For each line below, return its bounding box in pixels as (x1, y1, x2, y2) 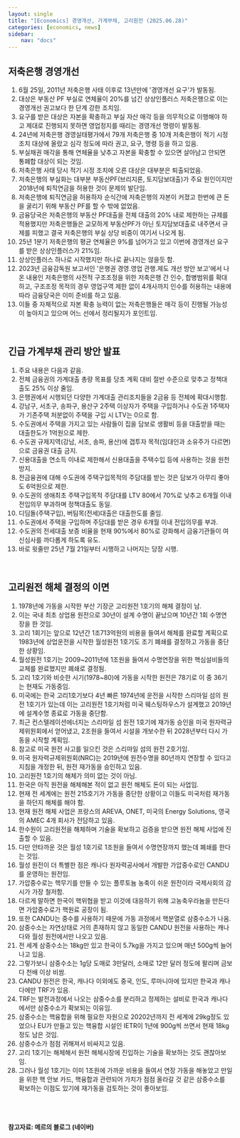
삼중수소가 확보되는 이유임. (37, 1003, 113, 1012)
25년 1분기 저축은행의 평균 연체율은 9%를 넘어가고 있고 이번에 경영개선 (18, 237, 216, 246)
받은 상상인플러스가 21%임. (26, 246, 102, 254)
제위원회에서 (18, 727, 54, 735)
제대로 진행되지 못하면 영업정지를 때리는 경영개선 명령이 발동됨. (26, 121, 202, 129)
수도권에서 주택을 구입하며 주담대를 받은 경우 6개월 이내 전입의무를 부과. (18, 517, 219, 526)
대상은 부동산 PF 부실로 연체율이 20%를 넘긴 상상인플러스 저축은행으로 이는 (18, 94, 229, 103)
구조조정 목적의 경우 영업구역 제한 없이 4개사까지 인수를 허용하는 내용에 (33, 281, 232, 290)
